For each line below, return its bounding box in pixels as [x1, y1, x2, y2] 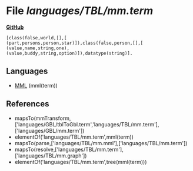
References [6, 99, 49, 109]
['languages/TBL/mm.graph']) [14, 152, 87, 159]
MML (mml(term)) [14, 82, 58, 89]
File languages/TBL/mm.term [6, 4, 154, 18]
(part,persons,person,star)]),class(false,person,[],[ [6, 40, 144, 46]
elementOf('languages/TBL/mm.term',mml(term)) [14, 133, 134, 140]
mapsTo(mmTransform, [14, 115, 71, 122]
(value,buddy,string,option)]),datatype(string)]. [6, 50, 133, 56]
